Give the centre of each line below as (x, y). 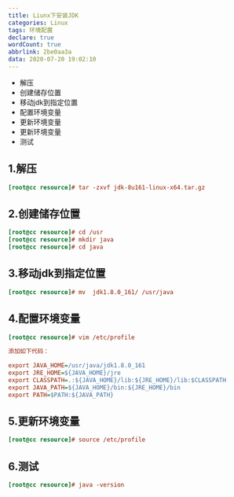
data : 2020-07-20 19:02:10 (52, 60)
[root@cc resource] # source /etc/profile (77, 440)
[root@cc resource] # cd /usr (56, 233)
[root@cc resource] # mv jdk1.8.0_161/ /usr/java (91, 292)
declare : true (31, 37)
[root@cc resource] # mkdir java (61, 240)
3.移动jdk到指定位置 (57, 273)
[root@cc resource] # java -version (66, 485)
